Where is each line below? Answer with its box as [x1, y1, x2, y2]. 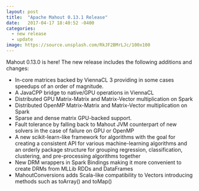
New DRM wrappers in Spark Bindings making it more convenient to [14, 159, 182, 166]
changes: [6, 64, 29, 72]
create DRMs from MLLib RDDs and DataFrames [14, 165, 133, 172]
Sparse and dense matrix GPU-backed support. [14, 114, 132, 121]
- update [11, 36, 33, 42]
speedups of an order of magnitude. [14, 82, 104, 90]
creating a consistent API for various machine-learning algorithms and [14, 140, 188, 147]
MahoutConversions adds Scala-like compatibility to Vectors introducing [14, 171, 193, 178]
